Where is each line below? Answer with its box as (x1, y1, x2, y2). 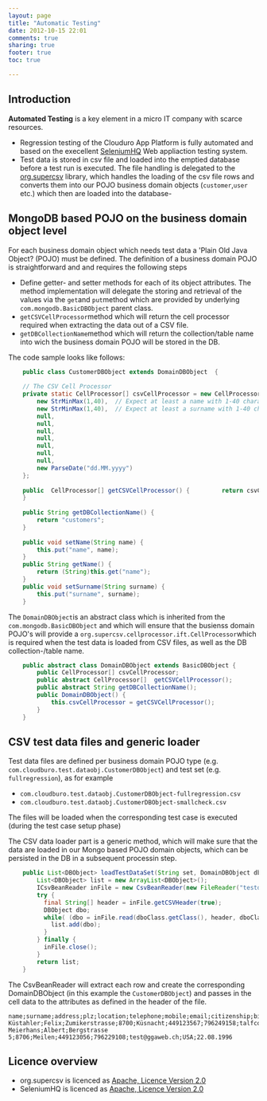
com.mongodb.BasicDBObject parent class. (19, 303, 153, 313)
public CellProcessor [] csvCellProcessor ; (37, 669, 180, 677)
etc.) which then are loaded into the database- (19, 188, 172, 198)
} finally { (37, 936, 77, 944)
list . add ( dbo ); (50, 921, 102, 929)
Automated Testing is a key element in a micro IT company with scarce (8, 113, 242, 124)
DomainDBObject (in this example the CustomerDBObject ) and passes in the (8, 988, 252, 997)
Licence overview (8, 1054, 98, 1068)
